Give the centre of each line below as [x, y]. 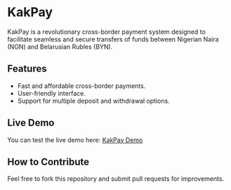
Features [27, 69]
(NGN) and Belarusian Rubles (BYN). [60, 46]
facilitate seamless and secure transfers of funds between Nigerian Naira [113, 39]
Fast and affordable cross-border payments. [81, 86]
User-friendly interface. [51, 93]
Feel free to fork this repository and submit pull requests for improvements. [116, 179]
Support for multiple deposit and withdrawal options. [93, 101]
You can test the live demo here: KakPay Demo [75, 140]
